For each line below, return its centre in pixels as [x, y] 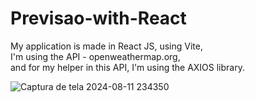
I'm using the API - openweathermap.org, [95, 56]
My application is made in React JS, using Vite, [106, 46]
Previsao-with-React [98, 18]
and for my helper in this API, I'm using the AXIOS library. [127, 67]
